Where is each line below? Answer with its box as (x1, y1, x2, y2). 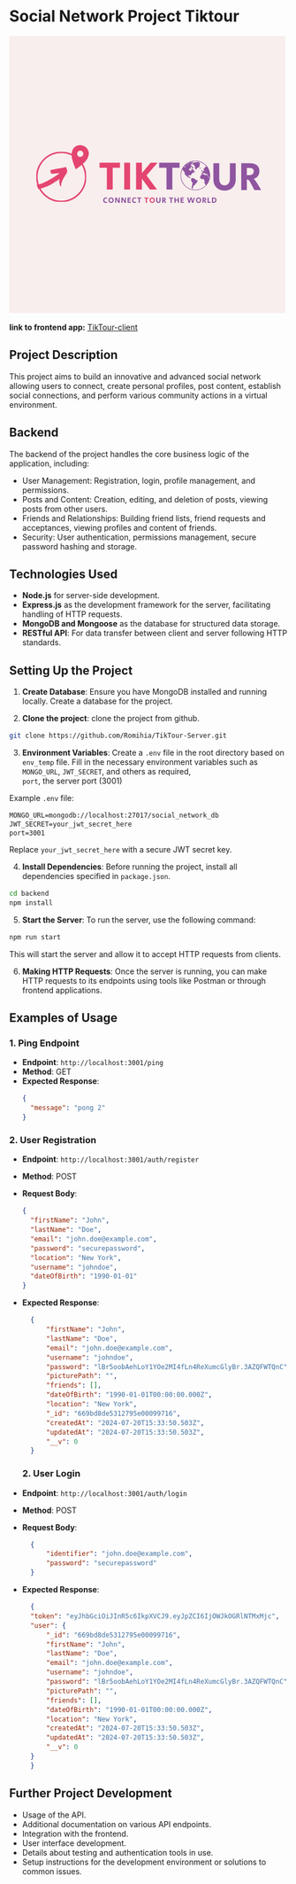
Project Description (9, 347, 118, 362)
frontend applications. (21, 985, 102, 995)
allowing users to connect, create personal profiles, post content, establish (9, 380, 281, 391)
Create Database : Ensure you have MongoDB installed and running (21, 687, 268, 697)
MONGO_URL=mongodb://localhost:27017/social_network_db (9, 811, 219, 821)
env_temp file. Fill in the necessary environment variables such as (21, 757, 258, 767)
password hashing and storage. (21, 541, 138, 551)
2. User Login (21, 1467, 81, 1480)
